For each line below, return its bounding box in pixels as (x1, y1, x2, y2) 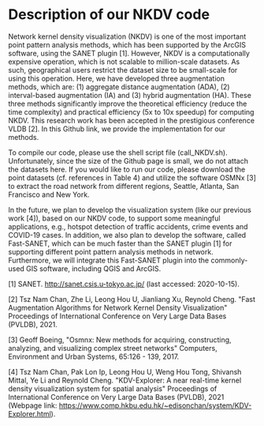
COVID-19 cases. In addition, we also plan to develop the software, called (8, 230, 247, 239)
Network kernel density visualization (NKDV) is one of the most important (8, 32, 247, 41)
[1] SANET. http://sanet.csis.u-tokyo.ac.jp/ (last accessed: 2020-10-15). (8, 279, 240, 288)
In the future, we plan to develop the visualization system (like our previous (8, 205, 252, 214)
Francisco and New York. (8, 190, 90, 199)
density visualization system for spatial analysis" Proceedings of (8, 383, 218, 393)
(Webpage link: (8, 401, 58, 410)
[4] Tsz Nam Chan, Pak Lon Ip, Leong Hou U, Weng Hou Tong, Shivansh (8, 367, 242, 376)
